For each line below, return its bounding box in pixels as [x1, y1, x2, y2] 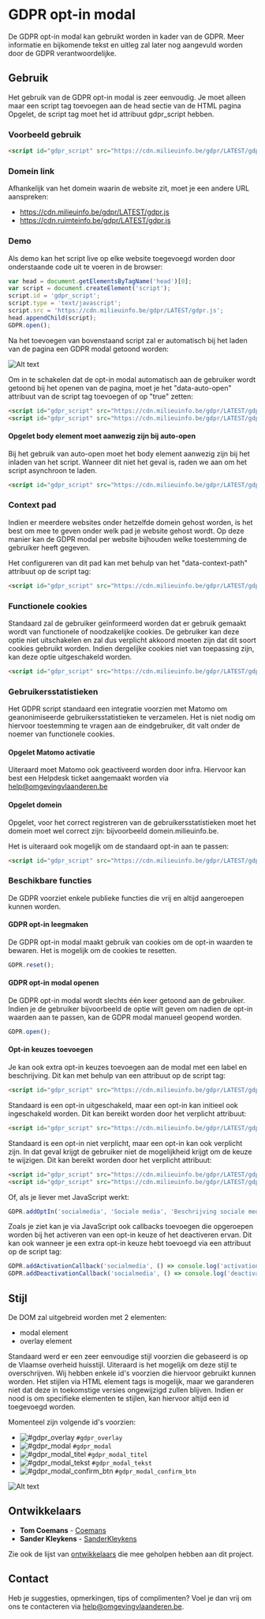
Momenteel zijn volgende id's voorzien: [8, 1417, 136, 1427]
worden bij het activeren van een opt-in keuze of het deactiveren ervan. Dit [8, 1230, 252, 1239]
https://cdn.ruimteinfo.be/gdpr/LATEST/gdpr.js [19, 216, 171, 225]
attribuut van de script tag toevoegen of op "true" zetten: [8, 392, 193, 401]
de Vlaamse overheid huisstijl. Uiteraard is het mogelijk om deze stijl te [8, 1360, 237, 1369]
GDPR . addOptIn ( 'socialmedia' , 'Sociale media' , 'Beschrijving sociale [8, 1208, 245, 1216]
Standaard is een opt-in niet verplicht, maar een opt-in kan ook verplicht [8, 1138, 243, 1148]
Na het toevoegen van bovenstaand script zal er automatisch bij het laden [8, 335, 248, 345]
